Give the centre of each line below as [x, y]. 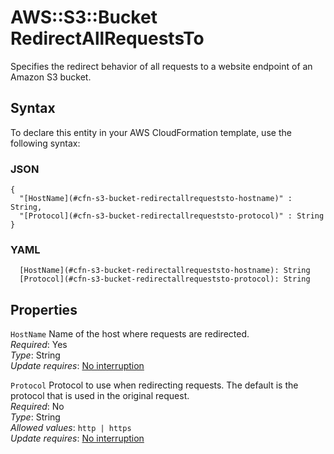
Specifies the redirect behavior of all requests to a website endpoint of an [161, 66]
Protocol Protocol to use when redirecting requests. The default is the [154, 385]
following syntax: [45, 143]
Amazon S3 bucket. [51, 77]
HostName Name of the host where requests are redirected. [130, 334]
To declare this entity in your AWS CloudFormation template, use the [151, 132]
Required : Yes [39, 345]
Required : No [37, 407]
